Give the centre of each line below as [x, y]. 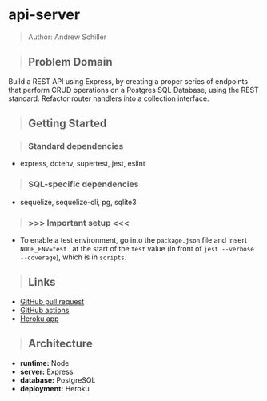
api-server [44, 15]
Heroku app [39, 319]
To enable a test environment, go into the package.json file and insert [133, 240]
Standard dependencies [76, 146]
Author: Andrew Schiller [67, 37]
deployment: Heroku [54, 388]
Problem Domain [70, 62]
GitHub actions [44, 310]
